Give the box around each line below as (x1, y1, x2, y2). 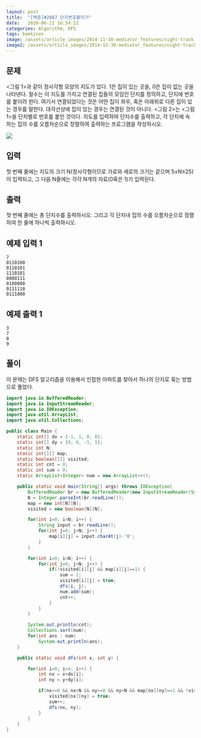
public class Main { (6, 428, 58, 434)
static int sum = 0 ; (17, 467, 68, 473)
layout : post (6, 8, 39, 15)
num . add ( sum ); (59, 588, 95, 595)
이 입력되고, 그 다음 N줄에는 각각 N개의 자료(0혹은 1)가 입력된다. (6, 175, 156, 183)
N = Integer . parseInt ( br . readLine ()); (28, 495, 124, 501)
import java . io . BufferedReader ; (6, 395, 87, 401)
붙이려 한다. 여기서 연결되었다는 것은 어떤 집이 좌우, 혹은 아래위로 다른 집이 (12, 98, 187, 105)
